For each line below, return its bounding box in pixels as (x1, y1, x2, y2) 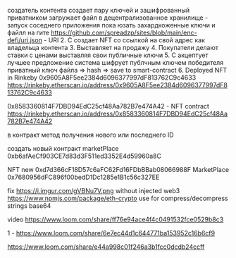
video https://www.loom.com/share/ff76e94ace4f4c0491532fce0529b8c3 (7, 215, 224, 223)
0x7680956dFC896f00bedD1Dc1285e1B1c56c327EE (7, 173, 160, 181)
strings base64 (7, 202, 51, 210)
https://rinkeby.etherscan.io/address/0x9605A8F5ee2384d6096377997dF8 (7, 81, 228, 89)
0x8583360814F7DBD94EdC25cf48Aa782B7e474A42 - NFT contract (7, 102, 210, 110)
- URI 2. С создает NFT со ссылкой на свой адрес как (43, 36, 206, 44)
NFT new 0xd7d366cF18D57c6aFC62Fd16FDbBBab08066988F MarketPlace (7, 166, 230, 173)
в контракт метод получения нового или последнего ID (7, 130, 174, 139)
